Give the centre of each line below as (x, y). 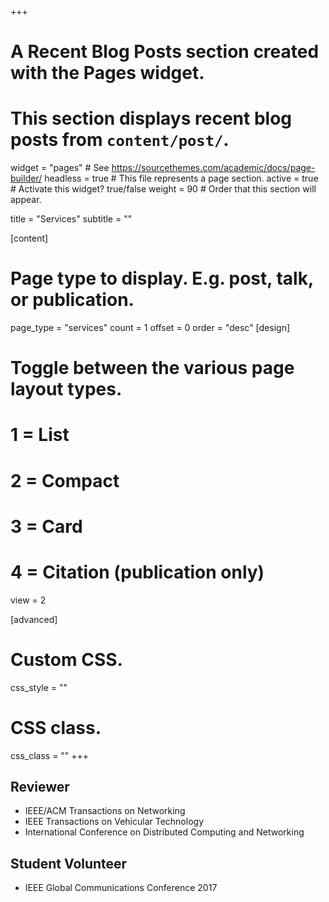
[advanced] (34, 619)
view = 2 (28, 600)
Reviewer (40, 787)
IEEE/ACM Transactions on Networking (105, 811)
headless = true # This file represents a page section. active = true (181, 178)
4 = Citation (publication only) (137, 572)
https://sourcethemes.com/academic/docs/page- (213, 168)
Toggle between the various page (152, 368)
